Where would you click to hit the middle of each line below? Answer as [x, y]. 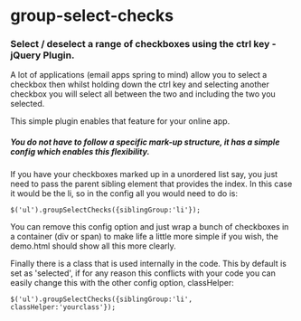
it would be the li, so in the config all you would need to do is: [124, 194]
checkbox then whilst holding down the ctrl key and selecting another [140, 85]
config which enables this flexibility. [80, 152]
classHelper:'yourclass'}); [63, 307]
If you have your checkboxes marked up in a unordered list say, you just [144, 175]
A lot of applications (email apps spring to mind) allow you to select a [139, 75]
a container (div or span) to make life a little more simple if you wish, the [144, 237]
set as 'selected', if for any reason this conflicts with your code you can [143, 273]
